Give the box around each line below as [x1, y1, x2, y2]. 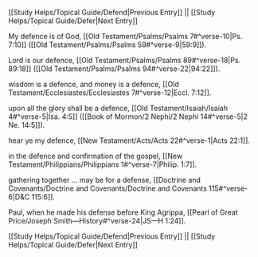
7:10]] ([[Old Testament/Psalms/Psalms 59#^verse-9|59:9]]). [8, 40, 207, 49]
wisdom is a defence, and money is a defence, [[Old [8, 80, 179, 89]
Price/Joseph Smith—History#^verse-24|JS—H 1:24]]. [8, 216, 186, 225]
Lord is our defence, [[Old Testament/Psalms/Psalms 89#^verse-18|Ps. [8, 56, 241, 65]
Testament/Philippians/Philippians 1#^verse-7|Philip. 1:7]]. [8, 160, 197, 169]
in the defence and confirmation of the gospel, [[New [8, 152, 183, 160]
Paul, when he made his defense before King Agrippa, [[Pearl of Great [8, 208, 238, 217]
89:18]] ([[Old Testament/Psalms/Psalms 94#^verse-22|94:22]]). [8, 64, 221, 73]
